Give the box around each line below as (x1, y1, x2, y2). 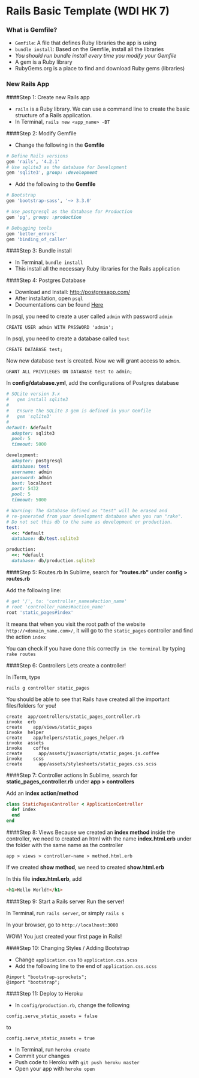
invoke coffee (6, 745, 50, 751)
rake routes (6, 651, 36, 657)
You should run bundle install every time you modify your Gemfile (14, 52, 177, 60)
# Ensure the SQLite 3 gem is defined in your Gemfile (6, 408, 152, 414)
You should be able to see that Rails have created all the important (6, 696, 170, 703)
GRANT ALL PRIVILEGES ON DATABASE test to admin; (6, 369, 133, 375)
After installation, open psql (14, 295, 83, 302)
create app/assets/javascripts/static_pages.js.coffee (6, 750, 160, 756)
